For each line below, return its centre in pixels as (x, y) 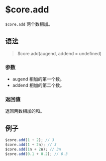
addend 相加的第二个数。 (38, 85)
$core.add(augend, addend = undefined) (59, 53)
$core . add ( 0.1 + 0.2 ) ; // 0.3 (37, 154)
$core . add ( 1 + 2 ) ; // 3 (30, 140)
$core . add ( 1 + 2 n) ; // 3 (31, 145)
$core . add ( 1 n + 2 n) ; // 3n (33, 149)
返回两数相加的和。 (25, 111)
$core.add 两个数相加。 (29, 24)
